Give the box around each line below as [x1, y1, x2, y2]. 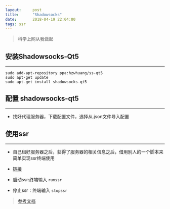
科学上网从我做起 [17, 36, 54, 42]
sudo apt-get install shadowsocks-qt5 [5, 79, 87, 85]
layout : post [5, 7, 42, 13]
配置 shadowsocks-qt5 [5, 94, 79, 103]
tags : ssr [5, 21, 26, 27]
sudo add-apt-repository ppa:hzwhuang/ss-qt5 [5, 71, 103, 76]
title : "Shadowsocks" [5, 12, 62, 17]
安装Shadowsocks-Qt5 [5, 52, 79, 61]
